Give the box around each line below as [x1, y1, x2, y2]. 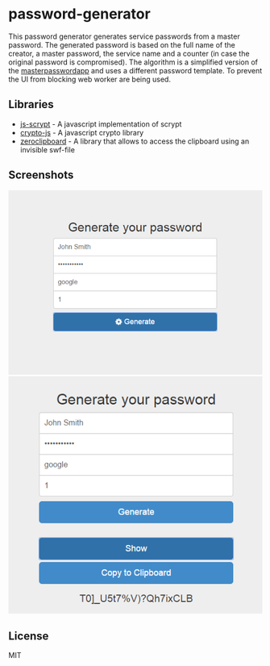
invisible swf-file [19, 144, 75, 154]
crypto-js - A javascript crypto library [19, 127, 144, 137]
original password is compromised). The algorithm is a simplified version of [8, 57, 259, 67]
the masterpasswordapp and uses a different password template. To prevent [8, 65, 263, 75]
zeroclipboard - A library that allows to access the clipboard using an [19, 136, 250, 146]
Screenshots [8, 169, 74, 182]
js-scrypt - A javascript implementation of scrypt [19, 119, 182, 129]
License [8, 630, 49, 643]
